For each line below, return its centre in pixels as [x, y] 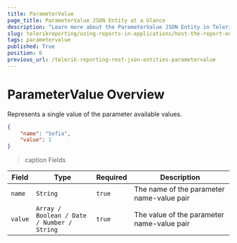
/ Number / [54, 223]
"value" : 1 [36, 140]
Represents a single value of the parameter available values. [95, 114]
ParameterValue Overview [86, 94]
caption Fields [45, 160]
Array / [49, 209]
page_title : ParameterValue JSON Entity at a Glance [86, 20]
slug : [15, 33]
